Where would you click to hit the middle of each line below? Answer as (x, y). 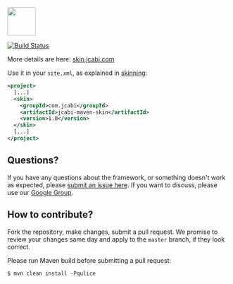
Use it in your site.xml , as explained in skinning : (77, 73)
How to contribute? (50, 215)
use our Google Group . (40, 192)
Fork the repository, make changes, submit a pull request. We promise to (113, 232)
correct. (19, 247)
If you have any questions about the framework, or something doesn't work (116, 177)
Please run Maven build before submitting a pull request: (89, 260)
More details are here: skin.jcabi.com (61, 59)
